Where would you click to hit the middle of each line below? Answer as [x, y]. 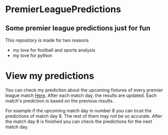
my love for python [32, 55]
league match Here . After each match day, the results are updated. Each [81, 95]
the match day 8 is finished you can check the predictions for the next [79, 121]
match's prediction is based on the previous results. [60, 100]
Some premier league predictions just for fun [78, 28]
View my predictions [50, 76]
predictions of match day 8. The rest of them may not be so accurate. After [84, 116]
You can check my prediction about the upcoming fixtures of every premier [84, 90]
